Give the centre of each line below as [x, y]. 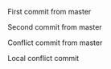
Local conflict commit [43, 58]
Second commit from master [55, 27]
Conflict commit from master [55, 43]
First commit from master [49, 12]
